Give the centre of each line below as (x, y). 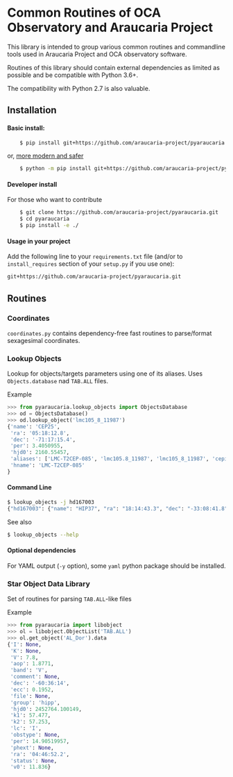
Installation (32, 110)
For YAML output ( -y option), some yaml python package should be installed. (116, 566)
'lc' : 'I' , (26, 728)
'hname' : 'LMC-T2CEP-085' (48, 466)
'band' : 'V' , (29, 670)
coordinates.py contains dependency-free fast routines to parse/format (110, 333)
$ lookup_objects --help (43, 535)
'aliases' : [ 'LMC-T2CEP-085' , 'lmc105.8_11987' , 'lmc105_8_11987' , (110, 459)
